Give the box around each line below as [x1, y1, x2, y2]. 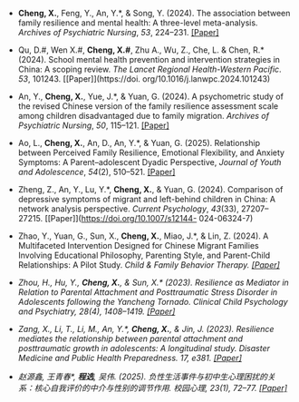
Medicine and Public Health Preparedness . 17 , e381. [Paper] [17, 353, 243, 363]
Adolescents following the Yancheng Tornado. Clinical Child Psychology [17, 297, 288, 307]
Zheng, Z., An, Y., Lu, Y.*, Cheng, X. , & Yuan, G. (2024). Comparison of [17, 184, 284, 194]
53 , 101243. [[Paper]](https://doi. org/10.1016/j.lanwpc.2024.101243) [17, 74, 271, 84]
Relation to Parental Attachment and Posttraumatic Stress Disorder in [17, 287, 278, 298]
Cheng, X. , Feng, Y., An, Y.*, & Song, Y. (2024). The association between [17, 8, 291, 18]
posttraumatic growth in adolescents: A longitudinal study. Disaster [17, 343, 270, 353]
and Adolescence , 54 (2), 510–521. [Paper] [17, 167, 176, 177]
